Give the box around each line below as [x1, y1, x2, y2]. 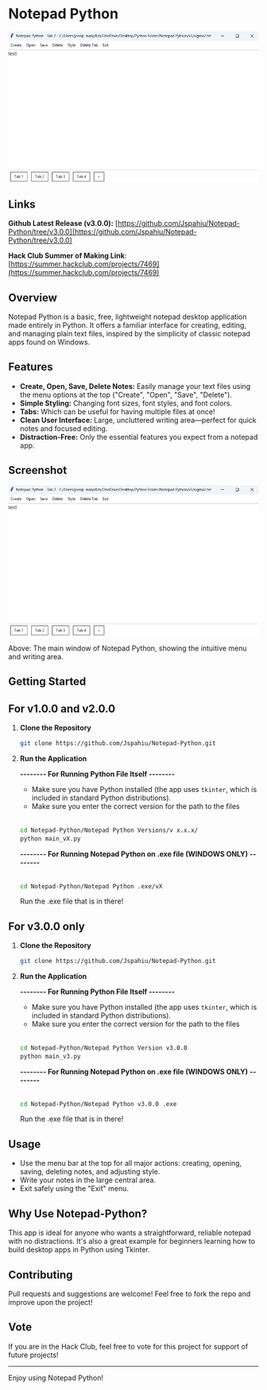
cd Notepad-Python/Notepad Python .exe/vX [19, 882, 163, 891]
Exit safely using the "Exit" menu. [19, 1184, 130, 1194]
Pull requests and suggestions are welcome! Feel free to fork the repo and [8, 1289, 251, 1299]
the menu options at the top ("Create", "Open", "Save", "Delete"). [19, 390, 233, 399]
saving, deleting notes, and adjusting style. [19, 1167, 161, 1177]
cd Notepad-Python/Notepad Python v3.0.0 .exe [19, 1100, 177, 1108]
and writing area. [8, 651, 64, 661]
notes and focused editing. [19, 423, 108, 433]
